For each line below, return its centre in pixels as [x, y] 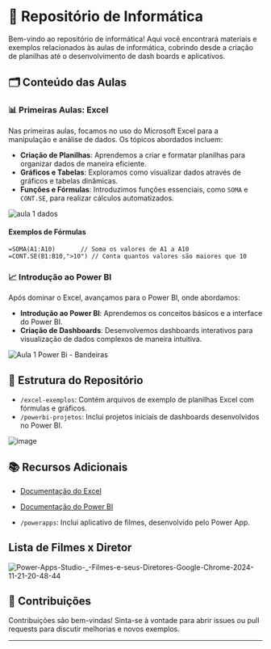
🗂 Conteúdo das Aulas [68, 83]
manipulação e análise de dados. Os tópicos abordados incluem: [116, 139]
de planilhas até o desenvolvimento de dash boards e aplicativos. [117, 56]
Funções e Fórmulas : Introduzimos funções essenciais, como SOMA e [134, 189]
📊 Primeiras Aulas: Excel [58, 110]
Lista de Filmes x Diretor [70, 548]
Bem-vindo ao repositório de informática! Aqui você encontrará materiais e [133, 39]
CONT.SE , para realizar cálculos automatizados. [97, 198]
